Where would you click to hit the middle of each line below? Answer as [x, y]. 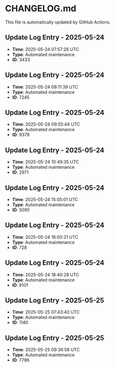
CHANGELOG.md [41, 9]
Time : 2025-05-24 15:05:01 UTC [45, 199]
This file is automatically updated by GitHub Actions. [58, 22]
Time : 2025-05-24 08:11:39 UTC [45, 87]
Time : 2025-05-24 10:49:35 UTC [46, 162]
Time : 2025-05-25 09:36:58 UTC [46, 350]
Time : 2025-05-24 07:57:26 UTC [46, 49]
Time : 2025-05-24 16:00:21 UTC [45, 237]
